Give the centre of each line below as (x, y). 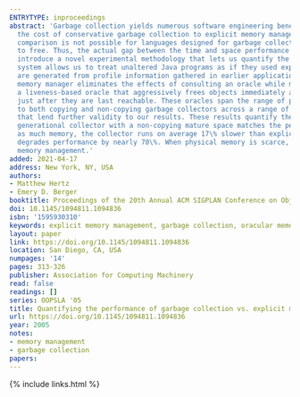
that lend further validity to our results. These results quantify (147, 117)
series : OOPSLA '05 (46, 300)
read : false (31, 283)
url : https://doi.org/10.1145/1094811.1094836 (97, 317)
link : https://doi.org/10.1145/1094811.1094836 (100, 242)
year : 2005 (29, 325)
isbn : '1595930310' (46, 217)
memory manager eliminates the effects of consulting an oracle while (151, 84)
